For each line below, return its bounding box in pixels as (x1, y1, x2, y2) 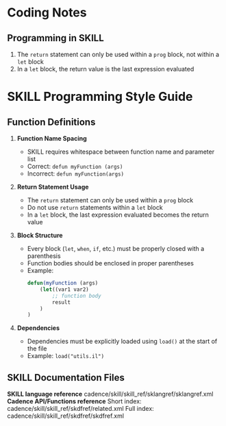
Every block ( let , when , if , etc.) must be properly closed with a (27, 245, 205, 252)
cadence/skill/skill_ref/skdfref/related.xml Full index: (7, 405, 154, 413)
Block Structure (16, 231, 63, 239)
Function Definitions (7, 116, 96, 128)
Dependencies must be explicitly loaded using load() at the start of (27, 338, 218, 346)
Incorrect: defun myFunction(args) (27, 169, 125, 178)
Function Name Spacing (16, 134, 87, 142)
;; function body (51, 292, 101, 299)
